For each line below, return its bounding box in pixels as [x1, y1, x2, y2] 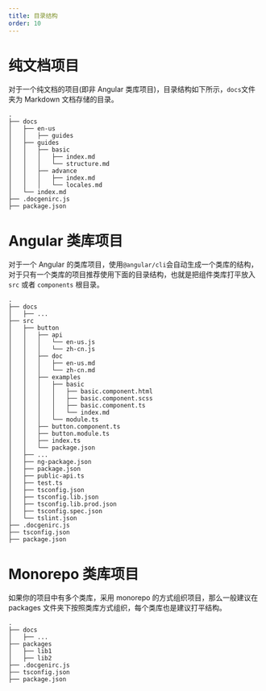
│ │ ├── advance [8, 167, 78, 176]
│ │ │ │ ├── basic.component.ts [8, 402, 147, 410]
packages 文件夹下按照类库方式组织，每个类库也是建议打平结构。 [8, 603, 227, 613]
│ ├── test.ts [8, 479, 63, 487]
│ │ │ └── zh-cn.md [8, 366, 95, 374]
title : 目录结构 [8, 11, 58, 20]
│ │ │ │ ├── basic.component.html [8, 387, 153, 395]
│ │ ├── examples [8, 374, 81, 382]
